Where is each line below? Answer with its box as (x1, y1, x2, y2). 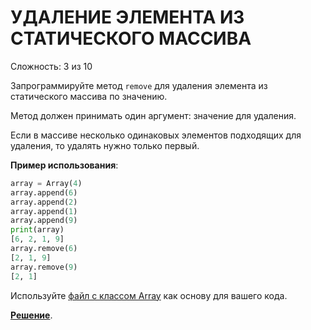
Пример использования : (10, 159, 119, 171)
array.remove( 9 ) (10, 262, 78, 272)
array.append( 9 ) (10, 216, 78, 226)
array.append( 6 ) (10, 187, 78, 198)
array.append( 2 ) (10, 197, 78, 207)
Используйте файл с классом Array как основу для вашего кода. (10, 289, 288, 301)
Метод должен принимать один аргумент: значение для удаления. (10, 109, 297, 121)
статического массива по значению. (10, 90, 168, 102)
